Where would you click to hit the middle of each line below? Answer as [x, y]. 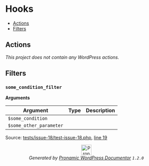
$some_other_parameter [35, 126]
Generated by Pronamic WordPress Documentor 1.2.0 [86, 158]
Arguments [18, 98]
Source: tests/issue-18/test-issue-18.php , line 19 [56, 138]
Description [100, 110]
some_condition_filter [34, 87]
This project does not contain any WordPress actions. [62, 57]
